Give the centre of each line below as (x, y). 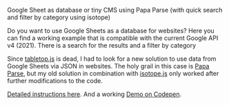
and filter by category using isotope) (59, 17)
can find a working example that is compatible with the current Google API (113, 38)
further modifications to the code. (55, 81)
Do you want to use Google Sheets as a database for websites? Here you (111, 31)
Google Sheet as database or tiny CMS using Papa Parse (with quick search (115, 10)
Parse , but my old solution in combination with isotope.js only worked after (113, 73)
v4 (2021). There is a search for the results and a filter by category (102, 45)
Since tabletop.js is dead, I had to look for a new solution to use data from (112, 59)
